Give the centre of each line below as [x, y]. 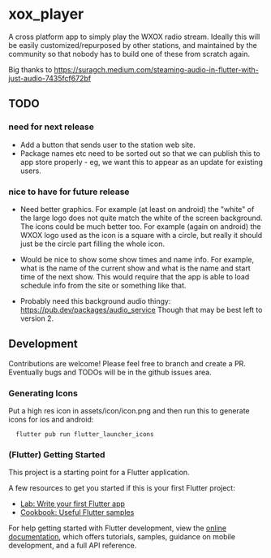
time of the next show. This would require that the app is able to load [135, 276]
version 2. [37, 318]
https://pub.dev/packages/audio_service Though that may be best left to [141, 309]
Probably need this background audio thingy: [95, 301]
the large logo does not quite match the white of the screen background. [141, 218]
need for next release [52, 127]
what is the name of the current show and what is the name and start [135, 268]
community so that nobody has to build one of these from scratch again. [129, 54]
